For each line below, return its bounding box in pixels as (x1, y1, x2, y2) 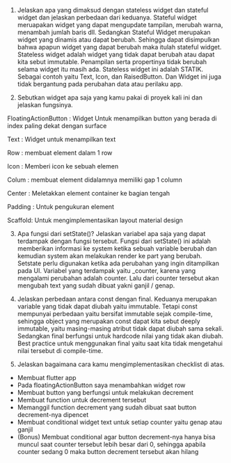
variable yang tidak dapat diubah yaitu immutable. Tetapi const (17, 302, 198, 311)
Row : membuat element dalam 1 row (7, 149, 113, 157)
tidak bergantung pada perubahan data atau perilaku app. (17, 80, 183, 88)
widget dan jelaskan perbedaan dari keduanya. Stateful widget (17, 13, 197, 22)
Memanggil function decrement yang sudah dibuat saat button (17, 403, 197, 411)
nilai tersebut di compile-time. (17, 347, 103, 354)
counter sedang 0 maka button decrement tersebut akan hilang (17, 448, 199, 455)
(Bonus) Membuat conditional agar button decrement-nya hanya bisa (17, 433, 216, 441)
